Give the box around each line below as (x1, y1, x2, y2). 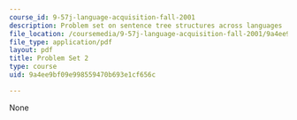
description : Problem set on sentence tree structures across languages (9, 21, 283, 30)
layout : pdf (9, 46, 53, 55)
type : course (9, 63, 57, 71)
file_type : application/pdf (9, 37, 113, 47)
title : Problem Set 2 (9, 54, 89, 63)
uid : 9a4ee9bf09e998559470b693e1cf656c (9, 71, 156, 79)
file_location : (9, 29, 65, 38)
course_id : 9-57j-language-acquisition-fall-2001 (9, 12, 196, 22)
